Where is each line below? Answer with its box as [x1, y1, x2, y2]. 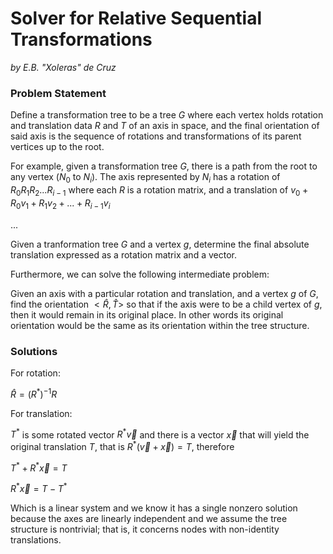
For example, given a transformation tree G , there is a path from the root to [10, 160, 318, 172]
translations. [10, 534, 62, 546]
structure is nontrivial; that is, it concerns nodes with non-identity [10, 523, 280, 536]
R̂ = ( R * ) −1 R [10, 386, 58, 400]
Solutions [10, 344, 58, 358]
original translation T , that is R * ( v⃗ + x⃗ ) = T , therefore [10, 439, 235, 452]
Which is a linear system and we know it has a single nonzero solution [10, 502, 298, 514]
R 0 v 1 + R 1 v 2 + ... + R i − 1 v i [10, 197, 111, 211]
